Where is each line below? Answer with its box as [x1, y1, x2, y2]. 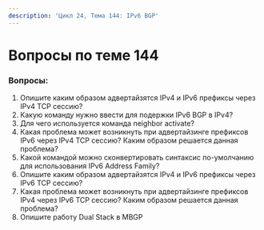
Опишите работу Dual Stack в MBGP [19, 212, 143, 222]
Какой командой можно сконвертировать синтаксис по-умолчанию [19, 153, 254, 163]
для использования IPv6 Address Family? [19, 161, 160, 171]
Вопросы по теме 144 [8, 46, 159, 64]
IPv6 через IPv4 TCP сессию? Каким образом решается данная [19, 135, 238, 145]
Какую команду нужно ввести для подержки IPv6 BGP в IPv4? [19, 110, 234, 120]
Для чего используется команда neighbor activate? [19, 119, 194, 128]
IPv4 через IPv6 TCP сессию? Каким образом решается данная [19, 196, 238, 205]
